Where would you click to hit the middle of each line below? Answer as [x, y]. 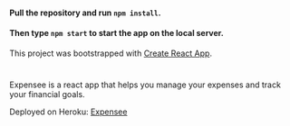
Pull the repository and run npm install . [85, 13]
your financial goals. [47, 94]
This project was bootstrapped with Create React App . [111, 53]
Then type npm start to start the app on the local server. [116, 33]
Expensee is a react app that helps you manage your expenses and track [145, 85]
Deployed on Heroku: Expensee [68, 112]
